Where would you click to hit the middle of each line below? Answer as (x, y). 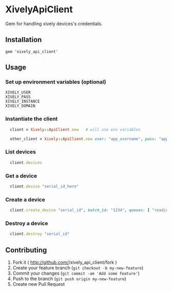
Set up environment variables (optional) (56, 82)
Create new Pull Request (39, 284)
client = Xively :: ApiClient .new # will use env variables (75, 129)
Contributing (26, 250)
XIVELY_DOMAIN (20, 106)
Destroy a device (27, 223)
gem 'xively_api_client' (32, 52)
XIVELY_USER (18, 93)
